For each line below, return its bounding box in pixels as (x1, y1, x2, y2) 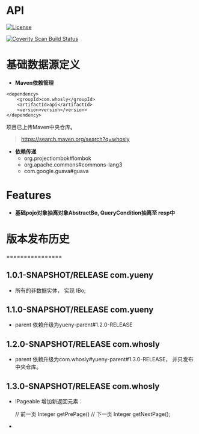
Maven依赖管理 (14, 79, 54, 86)
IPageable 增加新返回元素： (14, 398, 84, 405)
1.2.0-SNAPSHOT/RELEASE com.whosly (6, 339, 161, 349)
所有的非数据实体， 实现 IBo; (14, 287, 86, 294)
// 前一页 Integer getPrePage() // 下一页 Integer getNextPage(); (14, 411, 171, 418)
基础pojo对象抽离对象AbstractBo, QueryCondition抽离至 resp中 (14, 209, 176, 216)
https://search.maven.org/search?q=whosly (20, 135, 130, 142)
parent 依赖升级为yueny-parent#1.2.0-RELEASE (14, 321, 133, 328)
